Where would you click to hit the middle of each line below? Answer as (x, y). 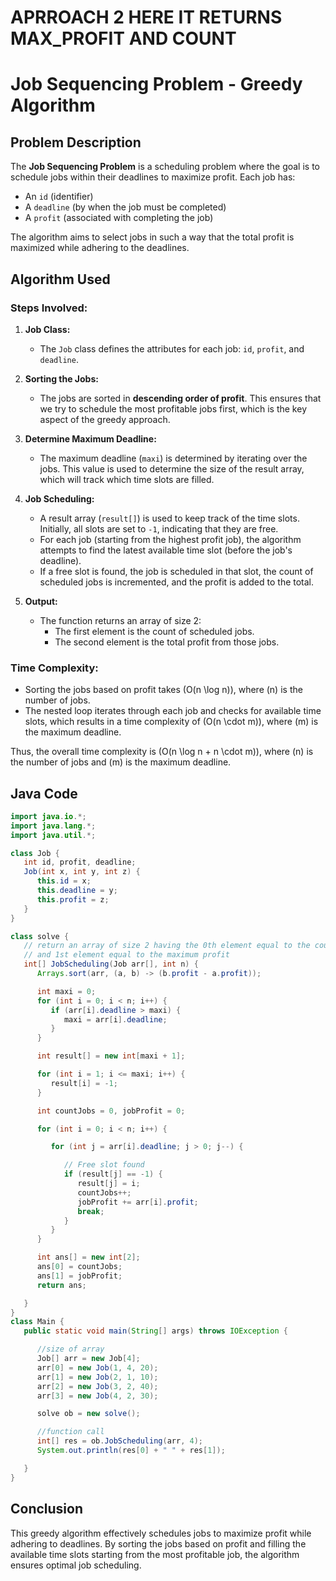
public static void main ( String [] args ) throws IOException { (155, 1331)
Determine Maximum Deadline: (90, 438)
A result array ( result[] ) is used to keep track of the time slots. (169, 518)
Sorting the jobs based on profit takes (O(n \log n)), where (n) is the (163, 690)
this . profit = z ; (73, 899)
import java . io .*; (48, 816)
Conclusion (47, 1509)
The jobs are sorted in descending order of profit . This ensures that (180, 398)
